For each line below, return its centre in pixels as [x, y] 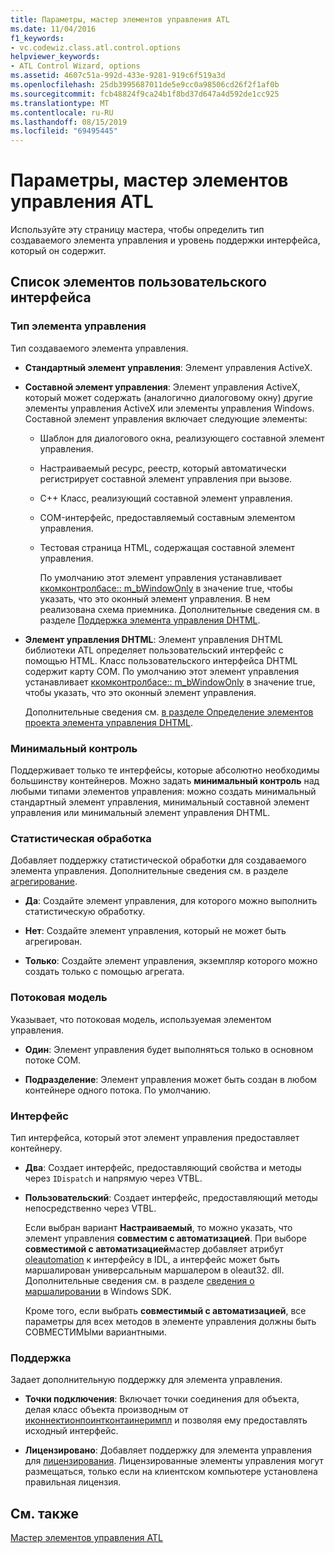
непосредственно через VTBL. [90, 1208]
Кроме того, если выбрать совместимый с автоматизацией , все [165, 1310]
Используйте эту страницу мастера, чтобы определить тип [137, 230]
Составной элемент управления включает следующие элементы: [166, 418]
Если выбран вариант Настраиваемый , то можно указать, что [158, 1227]
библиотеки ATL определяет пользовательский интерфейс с [154, 650]
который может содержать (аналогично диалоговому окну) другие [168, 397]
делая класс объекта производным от [106, 1410]
